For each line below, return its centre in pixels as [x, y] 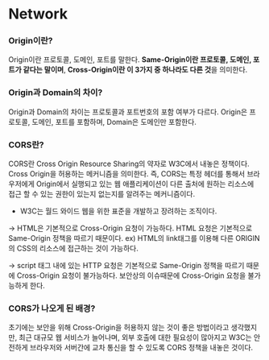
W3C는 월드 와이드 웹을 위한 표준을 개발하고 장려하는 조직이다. [118, 211]
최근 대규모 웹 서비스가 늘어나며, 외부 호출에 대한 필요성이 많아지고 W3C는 [135, 337]
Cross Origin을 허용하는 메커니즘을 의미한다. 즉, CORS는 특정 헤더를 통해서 [127, 174]
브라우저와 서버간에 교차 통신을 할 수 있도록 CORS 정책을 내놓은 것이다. [141, 348]
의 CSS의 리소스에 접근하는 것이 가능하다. [73, 248]
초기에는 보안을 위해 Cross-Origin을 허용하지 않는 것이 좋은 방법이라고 [119, 328]
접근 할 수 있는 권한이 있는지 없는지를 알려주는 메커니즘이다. [102, 194]
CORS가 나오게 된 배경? [52, 308]
